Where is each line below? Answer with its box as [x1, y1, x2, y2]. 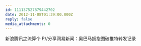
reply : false [5, 16, 33, 21]
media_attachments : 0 [5, 21, 51, 26]
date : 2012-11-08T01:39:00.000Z [5, 12, 73, 17]
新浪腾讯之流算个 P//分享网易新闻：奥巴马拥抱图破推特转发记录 [5, 35, 136, 41]
